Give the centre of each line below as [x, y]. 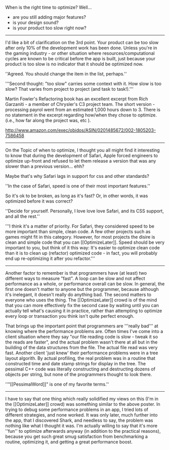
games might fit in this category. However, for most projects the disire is [80, 237]
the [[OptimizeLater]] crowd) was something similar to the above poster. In [83, 404]
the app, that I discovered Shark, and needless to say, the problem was [79, 420]
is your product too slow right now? [50, 28]
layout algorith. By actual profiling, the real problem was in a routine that [80, 358]
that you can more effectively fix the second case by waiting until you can [82, 305]
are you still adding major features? [49, 17]
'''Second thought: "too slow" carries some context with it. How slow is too [83, 84]
